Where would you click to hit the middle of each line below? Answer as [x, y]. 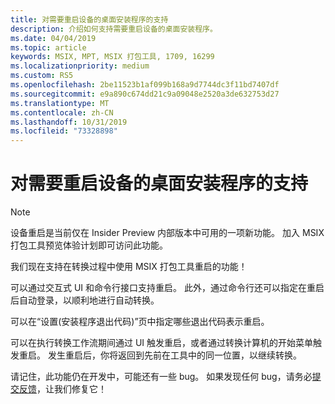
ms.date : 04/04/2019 [53, 38]
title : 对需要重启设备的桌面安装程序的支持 [89, 19]
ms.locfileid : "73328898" [64, 131]
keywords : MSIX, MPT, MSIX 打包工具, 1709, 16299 [112, 57]
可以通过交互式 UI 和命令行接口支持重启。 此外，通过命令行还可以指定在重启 [167, 288]
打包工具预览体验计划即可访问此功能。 [89, 245]
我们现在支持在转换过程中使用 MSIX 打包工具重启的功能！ [129, 267]
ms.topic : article [48, 47]
